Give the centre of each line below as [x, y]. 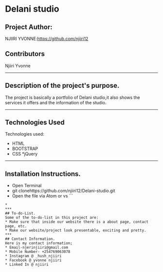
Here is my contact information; [39, 243]
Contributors [25, 54]
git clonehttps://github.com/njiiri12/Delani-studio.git [64, 191]
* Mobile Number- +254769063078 [38, 252]
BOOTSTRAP [25, 149]
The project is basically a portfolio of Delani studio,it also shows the [73, 97]
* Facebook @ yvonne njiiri [33, 260]
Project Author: [29, 27]
